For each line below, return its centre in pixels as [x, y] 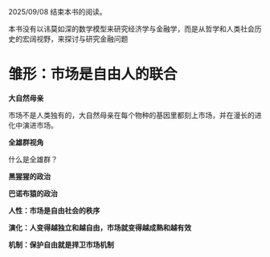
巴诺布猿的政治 [33, 193]
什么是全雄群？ [33, 159]
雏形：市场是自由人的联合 [93, 74]
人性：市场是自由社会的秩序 [54, 210]
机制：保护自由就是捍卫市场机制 [61, 244]
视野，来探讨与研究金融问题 [82, 39]
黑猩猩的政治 [29, 176]
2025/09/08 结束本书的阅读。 [57, 12]
